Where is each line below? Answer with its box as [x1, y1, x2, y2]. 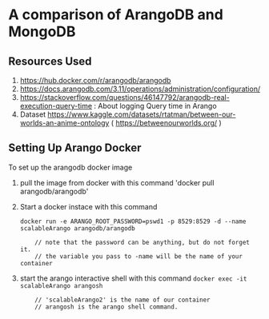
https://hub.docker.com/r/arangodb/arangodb [19, 76, 171, 85]
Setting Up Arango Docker [8, 142, 142, 155]
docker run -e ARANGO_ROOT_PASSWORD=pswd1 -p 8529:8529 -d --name [19, 217, 247, 225]
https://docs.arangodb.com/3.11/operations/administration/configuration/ [19, 84, 261, 94]
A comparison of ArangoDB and [8, 6, 224, 24]
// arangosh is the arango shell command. [34, 302, 179, 311]
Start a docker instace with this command [19, 201, 158, 211]
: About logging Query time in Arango [94, 102, 218, 110]
